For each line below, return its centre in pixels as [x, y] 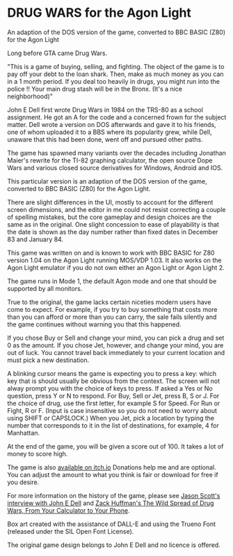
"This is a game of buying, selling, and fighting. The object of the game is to [116, 66]
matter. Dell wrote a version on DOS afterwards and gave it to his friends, [112, 124]
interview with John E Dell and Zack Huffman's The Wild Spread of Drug [111, 503]
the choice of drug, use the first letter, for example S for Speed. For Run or [114, 403]
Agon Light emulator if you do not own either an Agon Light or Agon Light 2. [116, 267]
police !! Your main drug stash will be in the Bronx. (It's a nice [95, 89]
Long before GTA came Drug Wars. [57, 53]
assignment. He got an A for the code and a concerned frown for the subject [117, 117]
